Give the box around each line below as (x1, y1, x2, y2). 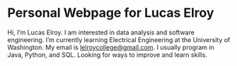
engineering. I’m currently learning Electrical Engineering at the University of (7, 35, 231, 44)
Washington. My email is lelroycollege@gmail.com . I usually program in (7, 43, 214, 51)
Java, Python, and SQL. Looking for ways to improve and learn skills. (7, 51, 207, 59)
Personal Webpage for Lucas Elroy (7, 5, 214, 21)
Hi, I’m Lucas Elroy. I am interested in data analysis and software (7, 28, 195, 37)
